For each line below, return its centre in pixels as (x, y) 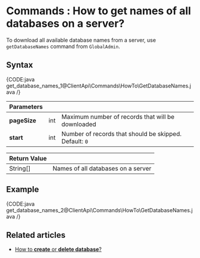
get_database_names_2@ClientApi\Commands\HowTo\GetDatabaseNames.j (99, 210)
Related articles (36, 235)
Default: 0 (75, 141)
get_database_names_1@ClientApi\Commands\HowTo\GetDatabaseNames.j (99, 86)
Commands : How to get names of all (99, 11)
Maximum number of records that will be (118, 117)
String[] (20, 168)
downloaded (79, 124)
